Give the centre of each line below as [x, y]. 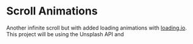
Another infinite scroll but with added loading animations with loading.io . [96, 28]
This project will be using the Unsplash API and [65, 34]
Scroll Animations [52, 11]
